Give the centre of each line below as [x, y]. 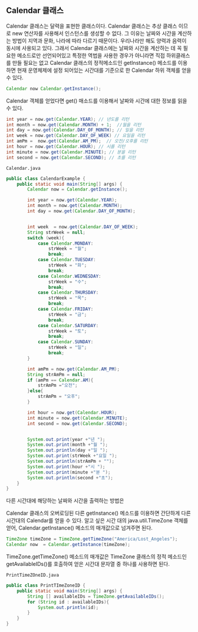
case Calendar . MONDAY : [65, 243]
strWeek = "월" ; [67, 249]
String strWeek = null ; [56, 232]
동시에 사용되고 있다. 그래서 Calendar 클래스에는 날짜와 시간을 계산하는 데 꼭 [94, 48]
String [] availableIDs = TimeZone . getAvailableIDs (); [96, 596]
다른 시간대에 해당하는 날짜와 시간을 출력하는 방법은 [65, 501]
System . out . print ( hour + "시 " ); [66, 467]
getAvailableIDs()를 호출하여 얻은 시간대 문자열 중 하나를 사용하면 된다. [88, 564]
